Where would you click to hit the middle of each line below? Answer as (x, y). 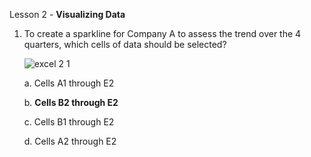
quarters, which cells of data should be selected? (125, 44)
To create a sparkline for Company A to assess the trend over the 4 (162, 33)
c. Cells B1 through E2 (69, 122)
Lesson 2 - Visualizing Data (67, 14)
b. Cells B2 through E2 (71, 102)
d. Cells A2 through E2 (70, 141)
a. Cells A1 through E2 (69, 83)
